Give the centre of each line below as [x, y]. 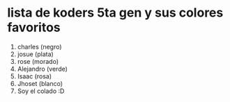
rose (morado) [38, 61]
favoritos [34, 27]
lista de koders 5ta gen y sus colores [115, 13]
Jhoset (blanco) [40, 83]
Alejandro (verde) [43, 69]
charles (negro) [39, 46]
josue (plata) [35, 54]
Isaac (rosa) [34, 76]
